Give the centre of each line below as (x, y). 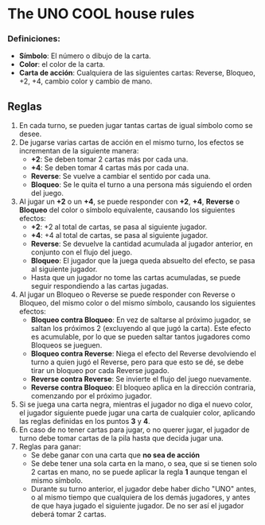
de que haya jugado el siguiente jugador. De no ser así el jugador (137, 506)
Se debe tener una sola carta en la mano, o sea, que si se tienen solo (144, 464)
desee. (30, 134)
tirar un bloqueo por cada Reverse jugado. (100, 371)
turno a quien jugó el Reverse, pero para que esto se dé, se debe (137, 362)
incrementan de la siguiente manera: (79, 151)
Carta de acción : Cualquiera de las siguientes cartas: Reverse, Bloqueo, (137, 73)
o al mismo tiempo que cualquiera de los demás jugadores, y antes (140, 497)
